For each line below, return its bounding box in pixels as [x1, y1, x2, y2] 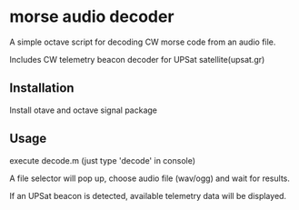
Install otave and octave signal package [9, 105, 157, 115]
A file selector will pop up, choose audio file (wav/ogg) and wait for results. [9, 173, 291, 184]
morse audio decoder [9, 6, 174, 27]
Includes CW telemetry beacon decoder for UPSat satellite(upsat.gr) [9, 54, 265, 65]
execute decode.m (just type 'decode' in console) [9, 155, 196, 165]
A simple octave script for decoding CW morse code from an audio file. [9, 36, 276, 47]
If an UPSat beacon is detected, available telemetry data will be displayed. [9, 190, 287, 201]
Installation [9, 80, 75, 96]
